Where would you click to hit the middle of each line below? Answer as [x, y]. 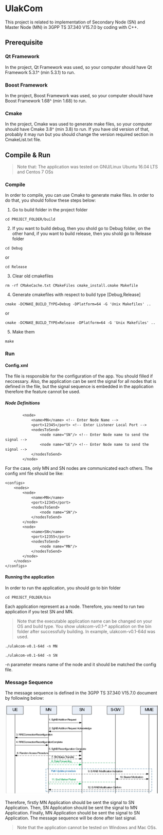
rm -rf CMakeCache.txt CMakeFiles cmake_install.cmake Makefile [72, 286]
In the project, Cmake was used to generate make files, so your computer [79, 124]
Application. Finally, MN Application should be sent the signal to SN [72, 813]
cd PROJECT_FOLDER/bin [28, 597]
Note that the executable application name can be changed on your [84, 621]
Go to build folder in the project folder [50, 210]
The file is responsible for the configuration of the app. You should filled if [79, 376]
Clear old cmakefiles [33, 276]
